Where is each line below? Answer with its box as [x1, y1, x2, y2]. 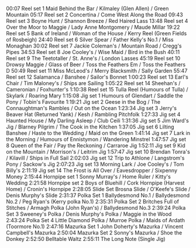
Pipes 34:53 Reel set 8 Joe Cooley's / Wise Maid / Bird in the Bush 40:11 [6, 49, 180, 55]
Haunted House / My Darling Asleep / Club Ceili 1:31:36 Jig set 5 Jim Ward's [6, 117, 189, 124]
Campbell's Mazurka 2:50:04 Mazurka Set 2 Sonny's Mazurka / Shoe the [6, 229, 183, 236]
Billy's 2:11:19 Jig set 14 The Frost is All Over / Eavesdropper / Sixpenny [6, 167, 177, 174]
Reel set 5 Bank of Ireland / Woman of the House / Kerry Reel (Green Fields [6, 30, 187, 37]
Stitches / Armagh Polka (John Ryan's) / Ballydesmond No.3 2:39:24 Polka [6, 205, 186, 211]
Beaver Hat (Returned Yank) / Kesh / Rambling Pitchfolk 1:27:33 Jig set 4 [6, 111, 181, 118]
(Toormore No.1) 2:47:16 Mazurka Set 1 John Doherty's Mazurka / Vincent [6, 223, 184, 230]
